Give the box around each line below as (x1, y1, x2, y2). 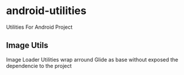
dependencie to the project (6, 62, 72, 69)
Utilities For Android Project (6, 23, 73, 30)
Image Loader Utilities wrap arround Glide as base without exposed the (6, 56, 178, 63)
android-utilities (6, 4, 87, 18)
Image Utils (6, 40, 49, 50)
